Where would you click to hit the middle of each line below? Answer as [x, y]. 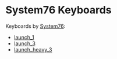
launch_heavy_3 [33, 49]
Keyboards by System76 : [36, 26]
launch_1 [24, 37]
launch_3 [25, 43]
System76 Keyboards [58, 10]
